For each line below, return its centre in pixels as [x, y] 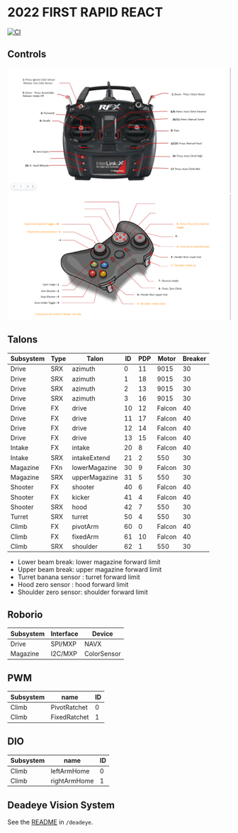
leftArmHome [70, 771]
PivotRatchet [69, 708]
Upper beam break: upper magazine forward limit [90, 570]
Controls [27, 54]
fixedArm [85, 537]
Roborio [25, 614]
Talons [23, 340]
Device [102, 633]
